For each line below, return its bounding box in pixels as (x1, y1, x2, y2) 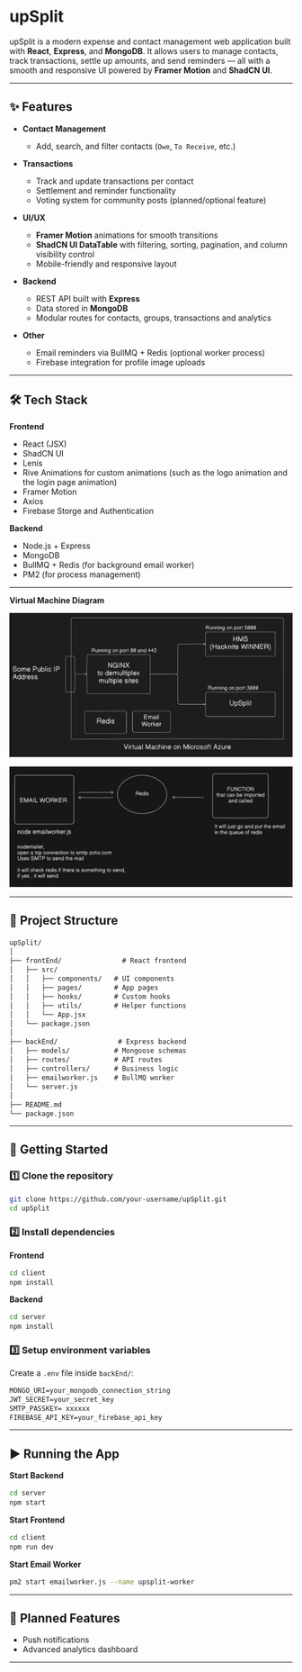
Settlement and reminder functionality (35, 185, 177, 195)
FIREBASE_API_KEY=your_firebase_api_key (9, 1414, 164, 1423)
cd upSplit (9, 1204, 50, 1213)
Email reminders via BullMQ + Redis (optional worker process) (35, 347, 265, 357)
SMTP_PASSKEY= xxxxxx (9, 1405, 91, 1414)
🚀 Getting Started (9, 1142, 109, 1158)
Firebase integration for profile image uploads (35, 357, 206, 367)
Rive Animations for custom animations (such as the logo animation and (22, 466, 288, 478)
